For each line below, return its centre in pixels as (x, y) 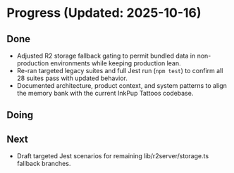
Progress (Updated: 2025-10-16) (104, 13)
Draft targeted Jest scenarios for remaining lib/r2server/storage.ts (113, 156)
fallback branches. (44, 164)
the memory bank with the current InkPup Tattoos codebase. (105, 93)
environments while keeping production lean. (116, 63)
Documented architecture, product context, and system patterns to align (122, 85)
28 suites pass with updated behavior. (72, 78)
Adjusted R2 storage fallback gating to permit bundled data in (106, 56)
